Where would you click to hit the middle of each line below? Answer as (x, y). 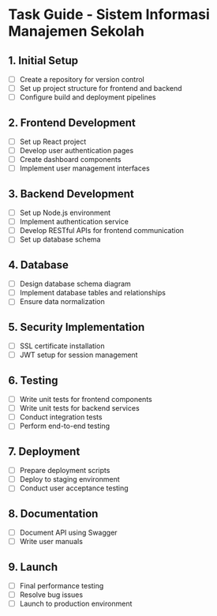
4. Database (39, 265)
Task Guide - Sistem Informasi (109, 15)
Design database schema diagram (75, 284)
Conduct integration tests (61, 417)
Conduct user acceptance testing (74, 488)
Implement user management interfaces (84, 168)
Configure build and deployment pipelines (88, 97)
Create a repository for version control (82, 79)
